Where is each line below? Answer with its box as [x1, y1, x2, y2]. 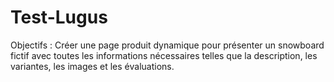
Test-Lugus [10, 6, 108, 29]
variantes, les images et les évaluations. [10, 60, 175, 72]
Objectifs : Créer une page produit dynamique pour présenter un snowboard [10, 39, 325, 51]
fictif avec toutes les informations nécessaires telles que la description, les [10, 49, 318, 61]
